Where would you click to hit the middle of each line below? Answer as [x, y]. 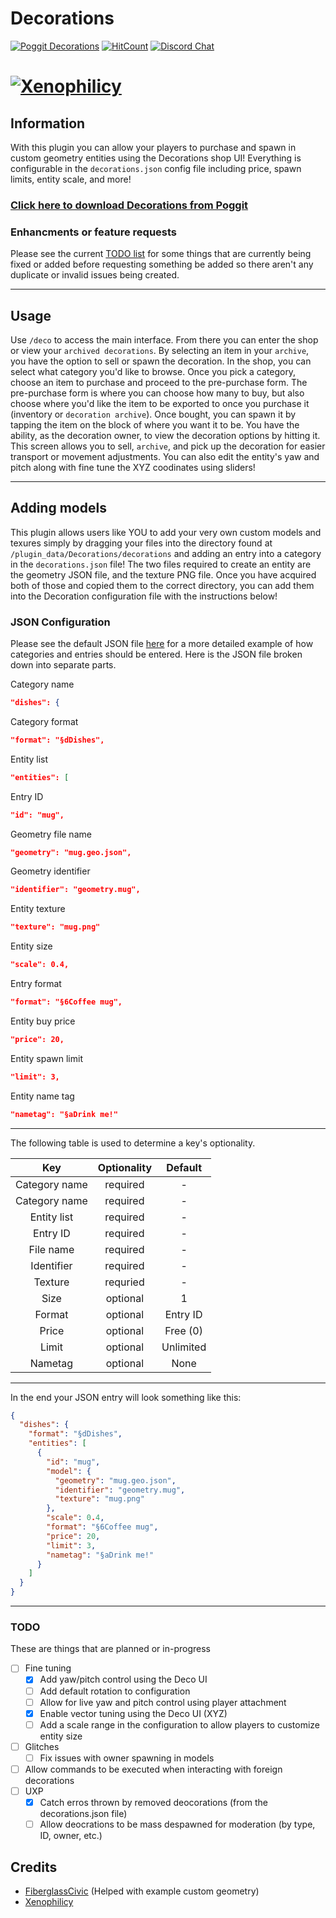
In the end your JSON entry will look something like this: [126, 1397]
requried [124, 1282]
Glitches [42, 1746]
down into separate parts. [63, 665]
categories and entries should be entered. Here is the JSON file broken [156, 654]
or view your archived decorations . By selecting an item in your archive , [160, 350]
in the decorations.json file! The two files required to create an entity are [161, 564]
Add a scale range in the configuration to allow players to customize [179, 1724]
